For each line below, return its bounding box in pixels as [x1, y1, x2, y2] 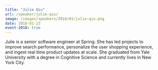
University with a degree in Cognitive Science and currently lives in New [5, 54, 152, 60]
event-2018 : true [5, 25, 41, 30]
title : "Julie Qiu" [5, 7, 45, 12]
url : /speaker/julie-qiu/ [5, 12, 58, 17]
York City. [5, 60, 25, 66]
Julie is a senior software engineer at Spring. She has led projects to [5, 39, 144, 45]
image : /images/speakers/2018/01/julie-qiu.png [5, 16, 105, 21]
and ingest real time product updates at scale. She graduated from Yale [5, 49, 150, 55]
